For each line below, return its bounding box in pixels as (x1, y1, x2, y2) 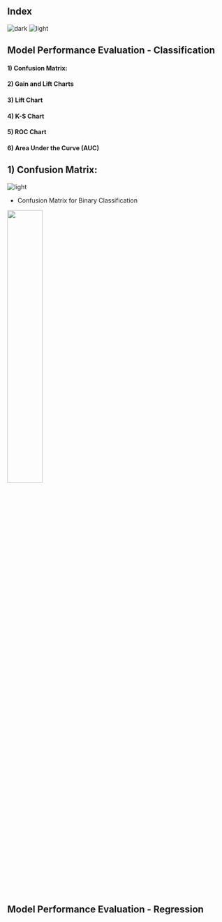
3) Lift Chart (7, 96, 43, 104)
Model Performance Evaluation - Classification (7, 45, 215, 57)
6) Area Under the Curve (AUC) (7, 143, 100, 152)
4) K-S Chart (7, 112, 45, 120)
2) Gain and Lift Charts (7, 80, 75, 88)
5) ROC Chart (7, 128, 47, 136)
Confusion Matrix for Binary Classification (17, 196, 138, 205)
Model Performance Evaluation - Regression (7, 903, 204, 915)
